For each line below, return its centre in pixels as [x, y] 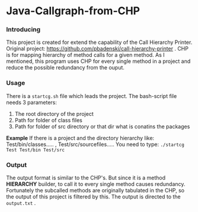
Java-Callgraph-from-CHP [73, 11]
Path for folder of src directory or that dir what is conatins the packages [102, 126]
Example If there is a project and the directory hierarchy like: [80, 138]
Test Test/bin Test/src [36, 150]
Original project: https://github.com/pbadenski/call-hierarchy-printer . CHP [97, 49]
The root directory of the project [54, 113]
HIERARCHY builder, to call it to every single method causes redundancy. [96, 184]
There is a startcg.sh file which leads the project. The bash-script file [92, 96]
